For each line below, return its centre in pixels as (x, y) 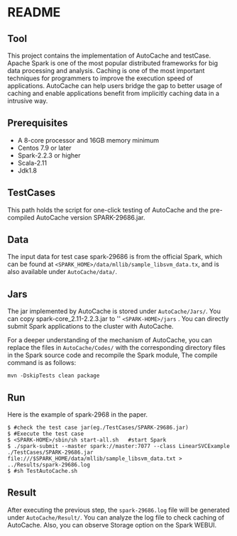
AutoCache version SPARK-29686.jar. (90, 217)
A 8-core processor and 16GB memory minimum (88, 140)
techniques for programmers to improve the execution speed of (100, 78)
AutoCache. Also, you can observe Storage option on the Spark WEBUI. (112, 525)
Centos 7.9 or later (45, 148)
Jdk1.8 (27, 170)
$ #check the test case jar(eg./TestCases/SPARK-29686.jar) (98, 428)
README (34, 12)
